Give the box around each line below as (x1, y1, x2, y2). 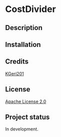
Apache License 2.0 (5, 98, 46, 104)
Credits (5, 57, 29, 66)
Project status (5, 112, 50, 121)
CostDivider (5, 3, 56, 15)
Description (5, 23, 42, 32)
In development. (5, 126, 38, 132)
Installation (5, 40, 41, 48)
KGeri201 (5, 70, 24, 76)
